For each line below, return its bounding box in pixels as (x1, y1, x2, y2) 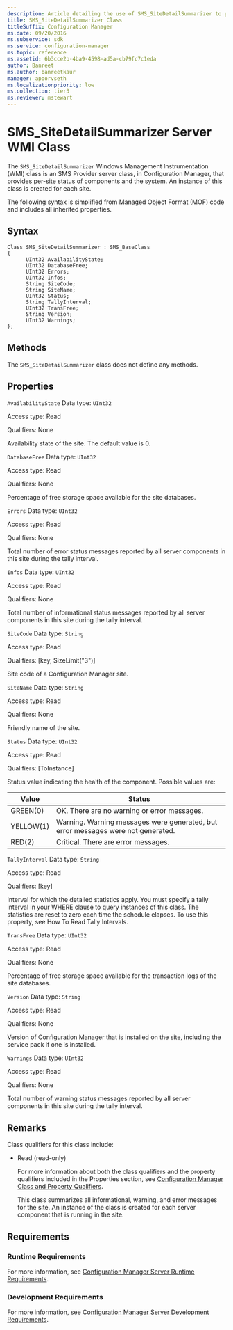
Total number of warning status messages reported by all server (7, 1094, 191, 1103)
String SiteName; (25, 286, 76, 293)
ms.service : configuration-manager (7, 42, 110, 49)
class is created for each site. (7, 184, 92, 192)
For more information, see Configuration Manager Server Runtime (7, 1267, 195, 1276)
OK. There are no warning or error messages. (56, 806, 204, 816)
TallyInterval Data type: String (7, 855, 99, 864)
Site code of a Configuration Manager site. (7, 670, 129, 679)
